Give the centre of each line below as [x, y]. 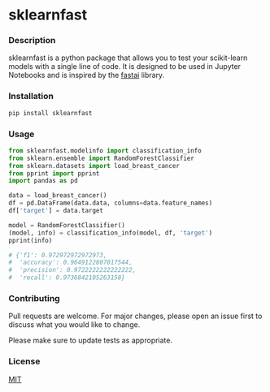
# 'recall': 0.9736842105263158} [67, 278]
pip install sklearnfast [50, 113]
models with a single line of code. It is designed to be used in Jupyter [125, 67]
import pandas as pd [44, 181]
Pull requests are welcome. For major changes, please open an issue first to [135, 316]
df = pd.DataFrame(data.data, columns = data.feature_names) [111, 203]
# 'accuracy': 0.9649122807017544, [70, 263]
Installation [31, 97]
